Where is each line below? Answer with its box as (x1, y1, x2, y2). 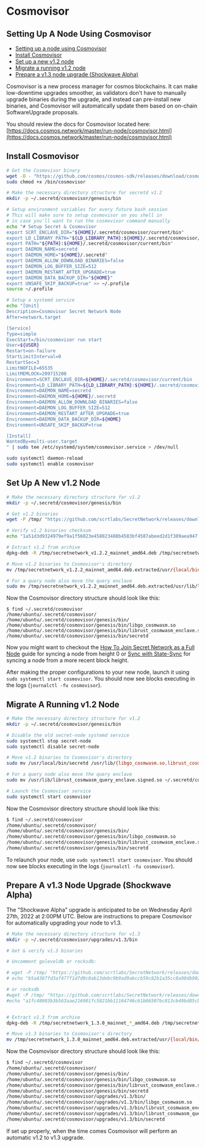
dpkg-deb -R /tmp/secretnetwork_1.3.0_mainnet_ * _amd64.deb (6, 1020, 160, 1026)
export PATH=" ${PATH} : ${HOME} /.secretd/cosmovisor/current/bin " (6, 240, 173, 247)
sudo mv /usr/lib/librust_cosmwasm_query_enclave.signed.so (6, 777, 163, 783)
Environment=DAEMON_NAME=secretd (6, 388, 92, 394)
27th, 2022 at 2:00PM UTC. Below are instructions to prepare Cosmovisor (6, 912, 192, 920)
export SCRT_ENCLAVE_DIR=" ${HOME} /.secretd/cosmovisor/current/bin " (6, 229, 184, 235)
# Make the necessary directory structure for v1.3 (6, 931, 140, 937)
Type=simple (6, 331, 37, 337)
